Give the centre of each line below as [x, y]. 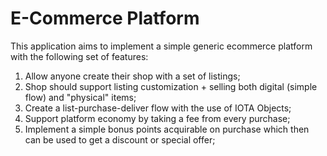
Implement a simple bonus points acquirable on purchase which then [167, 129]
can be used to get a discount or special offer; [120, 139]
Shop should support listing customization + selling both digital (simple [171, 86]
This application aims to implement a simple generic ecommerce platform [161, 46]
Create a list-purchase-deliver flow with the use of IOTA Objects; [158, 108]
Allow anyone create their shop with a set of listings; [132, 76]
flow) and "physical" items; [80, 97]
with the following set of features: [79, 56]
